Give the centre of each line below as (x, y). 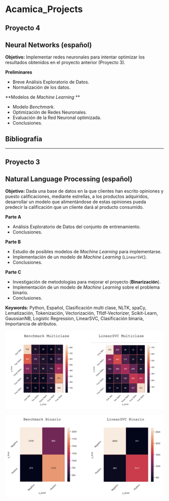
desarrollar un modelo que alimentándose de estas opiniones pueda (76, 202)
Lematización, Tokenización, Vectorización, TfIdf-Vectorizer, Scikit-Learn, (82, 313)
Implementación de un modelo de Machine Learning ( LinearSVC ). (80, 257)
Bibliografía (24, 139)
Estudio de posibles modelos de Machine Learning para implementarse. (87, 252)
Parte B (13, 242)
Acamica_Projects (44, 9)
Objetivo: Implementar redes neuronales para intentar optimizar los (75, 57)
